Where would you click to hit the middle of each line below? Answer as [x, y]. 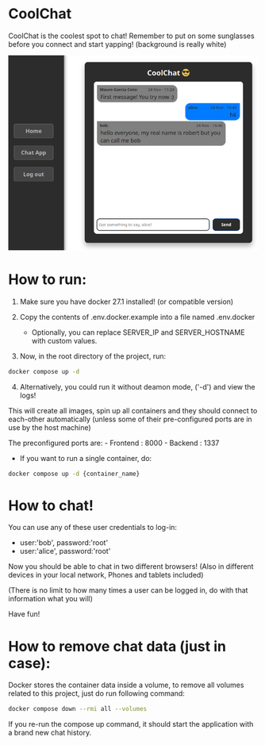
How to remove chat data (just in [117, 646]
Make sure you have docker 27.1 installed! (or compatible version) [127, 301]
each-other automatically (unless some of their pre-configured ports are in [130, 419]
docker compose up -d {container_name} [74, 474]
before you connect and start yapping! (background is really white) [117, 44]
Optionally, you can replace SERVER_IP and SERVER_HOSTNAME [138, 332]
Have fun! [24, 614]
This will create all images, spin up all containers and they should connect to [133, 410]
